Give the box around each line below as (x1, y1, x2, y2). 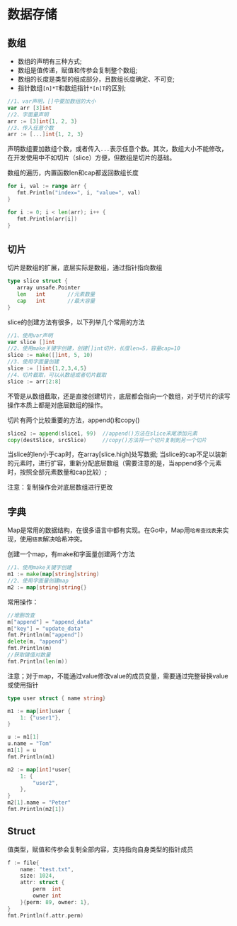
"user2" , (33, 779, 59, 786)
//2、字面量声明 (7, 111, 49, 118)
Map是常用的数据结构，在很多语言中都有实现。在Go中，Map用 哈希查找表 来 (7, 526, 223, 534)
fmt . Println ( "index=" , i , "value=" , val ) (16, 189, 141, 197)
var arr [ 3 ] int (7, 104, 52, 111)
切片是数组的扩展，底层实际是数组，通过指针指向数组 (7, 263, 163, 272)
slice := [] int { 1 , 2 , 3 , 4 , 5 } (7, 365, 87, 373)
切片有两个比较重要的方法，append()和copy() (7, 416, 140, 424)
